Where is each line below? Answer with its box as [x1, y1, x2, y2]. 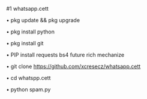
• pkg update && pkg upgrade [6, 17, 80, 23]
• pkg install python [6, 28, 55, 35]
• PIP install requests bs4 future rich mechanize [6, 51, 125, 58]
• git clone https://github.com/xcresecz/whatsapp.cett [6, 63, 141, 70]
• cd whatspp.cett [6, 75, 51, 81]
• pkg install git [6, 40, 44, 47]
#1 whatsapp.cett [6, 5, 49, 12]
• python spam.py [6, 86, 51, 93]
